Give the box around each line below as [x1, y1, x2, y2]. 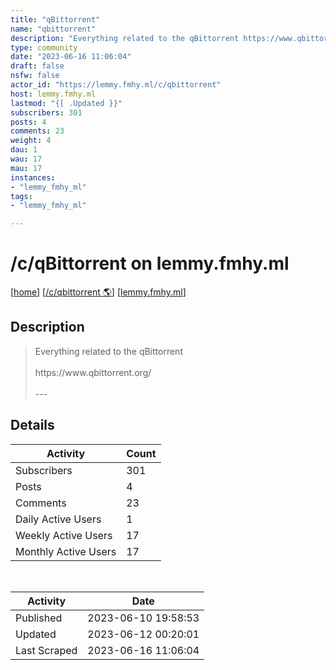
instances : [10, 172, 56, 183]
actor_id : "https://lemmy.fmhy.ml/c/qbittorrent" [10, 80, 222, 90]
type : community [10, 42, 78, 53]
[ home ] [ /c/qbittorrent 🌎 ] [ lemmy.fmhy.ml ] [10, 286, 187, 298]
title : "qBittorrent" [10, 14, 101, 25]
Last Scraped [15, 643, 78, 657]
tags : [10, 191, 33, 201]
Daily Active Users [15, 512, 102, 526]
